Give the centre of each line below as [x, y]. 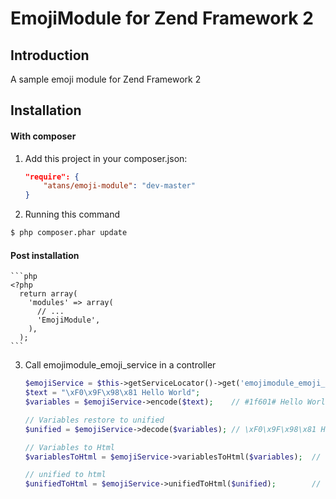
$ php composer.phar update [69, 233]
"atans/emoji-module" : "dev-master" [119, 186]
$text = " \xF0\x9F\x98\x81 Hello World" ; [112, 393]
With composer [43, 136]
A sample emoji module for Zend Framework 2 [106, 79]
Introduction [50, 55]
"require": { [52, 177]
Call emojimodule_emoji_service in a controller [120, 365]
